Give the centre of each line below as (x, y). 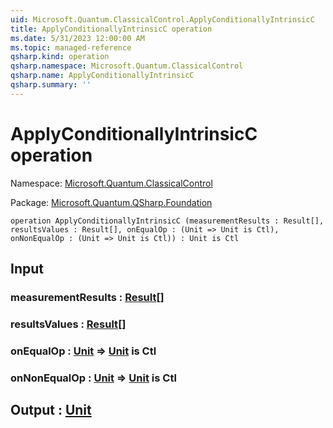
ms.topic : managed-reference (71, 47)
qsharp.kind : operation (60, 57)
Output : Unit (51, 410)
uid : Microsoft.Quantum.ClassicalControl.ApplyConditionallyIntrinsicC (162, 19)
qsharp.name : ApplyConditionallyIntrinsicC (102, 76)
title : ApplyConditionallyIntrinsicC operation (111, 29)
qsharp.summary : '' (51, 85)
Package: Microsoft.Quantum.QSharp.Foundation (111, 202)
